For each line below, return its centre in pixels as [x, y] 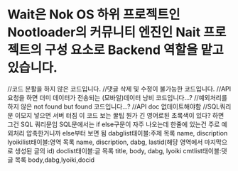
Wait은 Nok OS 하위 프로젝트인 [94, 15]
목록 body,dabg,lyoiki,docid [54, 160]
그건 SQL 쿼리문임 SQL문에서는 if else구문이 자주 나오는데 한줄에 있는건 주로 [114, 124]
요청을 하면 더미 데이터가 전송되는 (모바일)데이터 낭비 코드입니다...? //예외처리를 [117, 97]
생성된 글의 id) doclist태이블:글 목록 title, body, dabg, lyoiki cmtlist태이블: [118, 150]
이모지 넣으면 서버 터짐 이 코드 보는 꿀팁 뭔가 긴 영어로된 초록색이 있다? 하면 [119, 115]
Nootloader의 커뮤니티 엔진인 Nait [104, 32]
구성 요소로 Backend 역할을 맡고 [134, 50]
